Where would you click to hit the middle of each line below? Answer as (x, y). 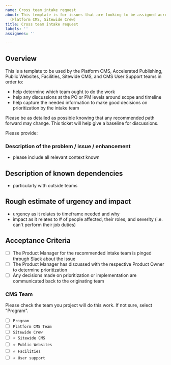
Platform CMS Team (32, 327)
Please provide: (22, 133)
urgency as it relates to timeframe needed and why (66, 214)
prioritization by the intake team (46, 108)
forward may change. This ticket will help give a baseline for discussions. (82, 123)
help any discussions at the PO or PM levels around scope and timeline (87, 97)
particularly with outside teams (45, 185)
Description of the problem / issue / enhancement (68, 146)
